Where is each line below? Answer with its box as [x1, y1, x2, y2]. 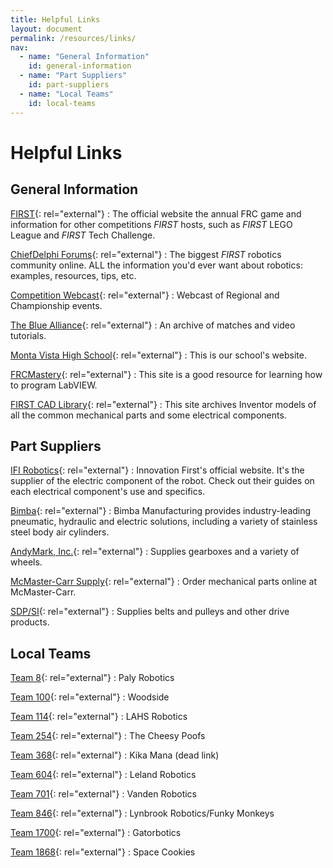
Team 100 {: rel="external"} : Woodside [10, 691, 170, 703]
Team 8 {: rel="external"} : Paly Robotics [10, 672, 175, 684]
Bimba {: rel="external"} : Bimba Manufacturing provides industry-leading [10, 505, 312, 517]
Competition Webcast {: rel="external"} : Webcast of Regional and [10, 289, 280, 301]
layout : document [10, 24, 83, 34]
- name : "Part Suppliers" [19, 71, 128, 81]
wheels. [10, 556, 43, 568]
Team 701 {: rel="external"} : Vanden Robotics [10, 788, 197, 800]
